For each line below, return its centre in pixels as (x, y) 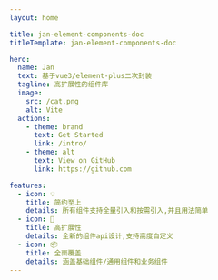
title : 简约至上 (54, 202)
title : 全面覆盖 (54, 253)
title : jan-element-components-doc (77, 34)
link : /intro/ (60, 144)
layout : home (34, 18)
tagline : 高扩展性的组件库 (63, 85)
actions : (34, 118)
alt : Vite (45, 110)
